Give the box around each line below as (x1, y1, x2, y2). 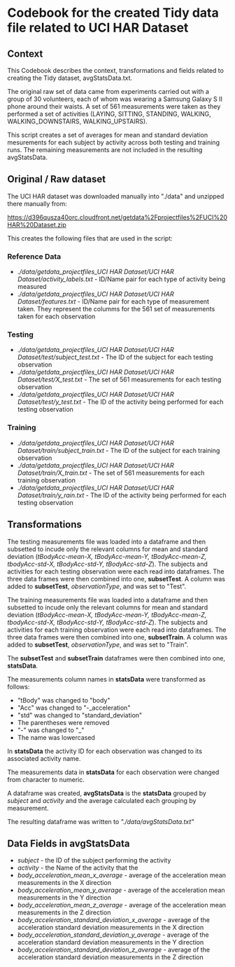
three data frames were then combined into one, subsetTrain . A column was (7, 633, 228, 641)
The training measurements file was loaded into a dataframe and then (7, 595, 208, 604)
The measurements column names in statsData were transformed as (7, 675, 206, 683)
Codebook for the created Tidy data (7, 5, 219, 21)
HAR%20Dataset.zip (7, 220, 66, 229)
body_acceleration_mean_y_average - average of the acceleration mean (17, 886, 225, 895)
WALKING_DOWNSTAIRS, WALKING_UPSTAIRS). (7, 117, 148, 126)
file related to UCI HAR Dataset (7, 20, 189, 36)
